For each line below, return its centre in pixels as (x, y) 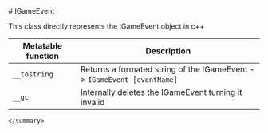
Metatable (42, 46)
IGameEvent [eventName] (132, 80)
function (43, 56)
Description (168, 51)
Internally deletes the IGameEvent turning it (161, 92)
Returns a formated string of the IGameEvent (164, 69)
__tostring (33, 74)
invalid (93, 102)
